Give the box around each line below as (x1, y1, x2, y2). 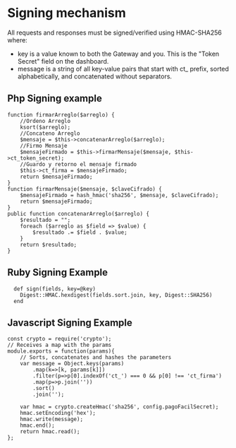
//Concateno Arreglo (20, 129, 80, 137)
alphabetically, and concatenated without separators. (17, 72, 173, 81)
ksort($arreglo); (20, 124, 71, 131)
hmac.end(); (20, 422, 55, 429)
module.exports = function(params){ (7, 348, 115, 355)
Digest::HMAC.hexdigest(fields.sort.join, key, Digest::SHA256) (20, 291, 213, 298)
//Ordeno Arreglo (20, 117, 71, 124)
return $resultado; (20, 241, 77, 248)
